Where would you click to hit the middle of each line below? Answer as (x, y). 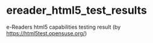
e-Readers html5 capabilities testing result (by (64, 27)
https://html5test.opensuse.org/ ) (47, 33)
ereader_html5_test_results (77, 10)
